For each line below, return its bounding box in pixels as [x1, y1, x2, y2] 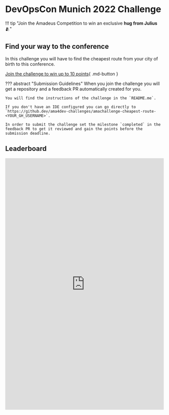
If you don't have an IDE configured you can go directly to [5, 104, 136, 109]
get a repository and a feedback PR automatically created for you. [5, 86, 142, 92]
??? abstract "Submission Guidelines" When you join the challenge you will [5, 80, 160, 87]
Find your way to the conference [5, 42, 109, 51]
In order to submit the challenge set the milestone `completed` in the [5, 122, 161, 127]
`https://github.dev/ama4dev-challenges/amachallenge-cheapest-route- [5, 109, 156, 114]
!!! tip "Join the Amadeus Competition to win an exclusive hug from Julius [5, 20, 157, 26]
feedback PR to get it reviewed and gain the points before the [5, 126, 143, 131]
